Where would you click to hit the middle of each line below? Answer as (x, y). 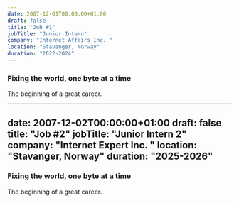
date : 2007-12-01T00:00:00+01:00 (57, 14)
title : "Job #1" (31, 27)
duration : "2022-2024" (41, 54)
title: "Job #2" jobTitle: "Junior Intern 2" (97, 134)
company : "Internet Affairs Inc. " (60, 40)
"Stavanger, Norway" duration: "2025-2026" (110, 156)
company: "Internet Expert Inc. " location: (102, 145)
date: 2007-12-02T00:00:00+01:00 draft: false (115, 122)
